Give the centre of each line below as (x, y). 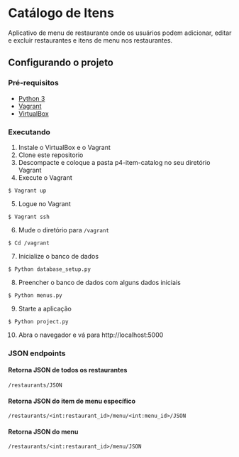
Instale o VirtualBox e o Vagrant (64, 147)
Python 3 (32, 98)
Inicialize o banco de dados (58, 256)
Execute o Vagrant (45, 177)
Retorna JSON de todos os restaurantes (68, 370)
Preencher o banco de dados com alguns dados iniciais (100, 282)
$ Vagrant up (27, 190)
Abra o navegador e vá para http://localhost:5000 (91, 335)
